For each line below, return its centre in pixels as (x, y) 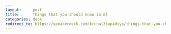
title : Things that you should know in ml (57, 14)
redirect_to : (19, 24)
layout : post (24, 10)
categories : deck (24, 19)
